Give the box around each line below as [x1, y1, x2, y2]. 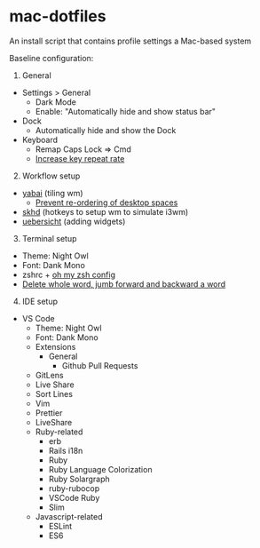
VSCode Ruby [48, 492, 100, 503]
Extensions [35, 341, 76, 352]
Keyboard [21, 134, 59, 145]
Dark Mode [35, 96, 77, 107]
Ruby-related [35, 426, 83, 437]
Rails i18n [48, 445, 83, 456]
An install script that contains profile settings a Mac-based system [9, 36, 252, 46]
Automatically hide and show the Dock [35, 124, 177, 135]
